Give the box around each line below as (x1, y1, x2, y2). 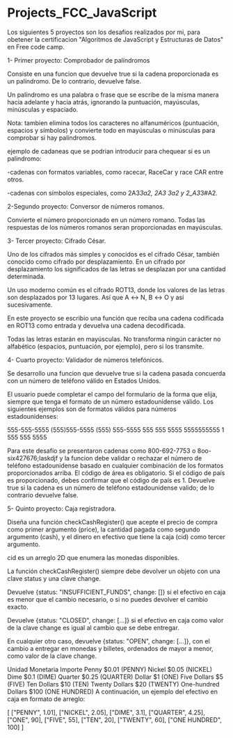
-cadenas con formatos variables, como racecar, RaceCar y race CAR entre (7, 168, 224, 176)
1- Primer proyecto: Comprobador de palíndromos (7, 56, 150, 64)
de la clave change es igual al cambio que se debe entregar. (7, 623, 179, 632)
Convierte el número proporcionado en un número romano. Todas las (7, 216, 205, 224)
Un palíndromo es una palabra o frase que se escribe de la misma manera (7, 90, 219, 99)
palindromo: (7, 154, 42, 163)
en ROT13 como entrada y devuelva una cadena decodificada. (7, 321, 186, 330)
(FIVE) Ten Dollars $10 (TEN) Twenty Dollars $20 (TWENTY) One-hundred (7, 680, 220, 688)
